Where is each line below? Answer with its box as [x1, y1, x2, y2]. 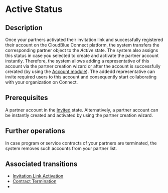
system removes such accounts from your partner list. [5, 145, 117, 151]
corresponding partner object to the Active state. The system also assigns [5, 47, 158, 53]
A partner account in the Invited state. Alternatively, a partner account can [5, 106, 159, 113]
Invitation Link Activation [12, 173, 64, 179]
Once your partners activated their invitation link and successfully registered [5, 36, 163, 42]
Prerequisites [5, 93, 48, 102]
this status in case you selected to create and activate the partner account [5, 52, 159, 58]
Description [5, 23, 43, 32]
